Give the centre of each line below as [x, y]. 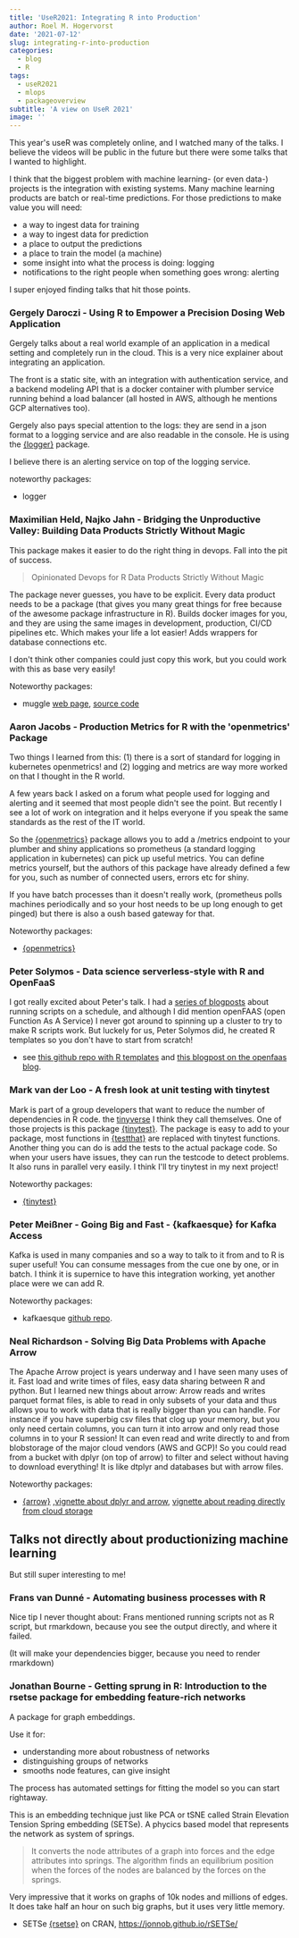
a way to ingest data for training [81, 225]
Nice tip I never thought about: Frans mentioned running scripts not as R [142, 1617]
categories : [31, 51]
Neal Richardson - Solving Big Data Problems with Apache [137, 1341]
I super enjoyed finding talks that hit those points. [100, 290]
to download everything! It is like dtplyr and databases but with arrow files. [146, 1467]
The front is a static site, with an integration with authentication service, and [149, 380]
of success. [31, 560]
